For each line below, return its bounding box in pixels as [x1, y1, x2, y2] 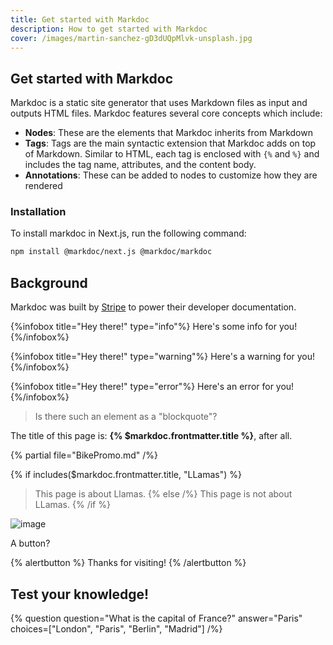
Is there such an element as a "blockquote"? [34, 411, 218, 423]
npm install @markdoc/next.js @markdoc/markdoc [10, 247, 213, 257]
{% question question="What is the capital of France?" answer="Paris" [10, 612, 303, 624]
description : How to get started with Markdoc [10, 24, 208, 34]
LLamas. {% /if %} [34, 499, 111, 511]
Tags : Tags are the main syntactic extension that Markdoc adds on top [24, 137, 317, 150]
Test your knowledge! [10, 586, 150, 603]
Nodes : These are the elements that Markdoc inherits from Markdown [24, 127, 313, 139]
